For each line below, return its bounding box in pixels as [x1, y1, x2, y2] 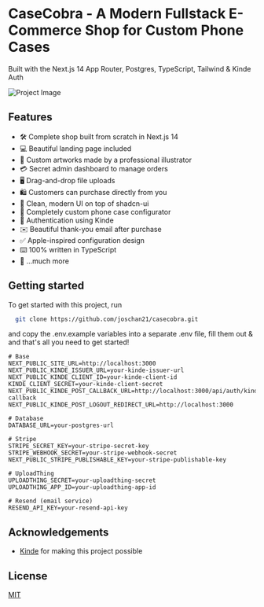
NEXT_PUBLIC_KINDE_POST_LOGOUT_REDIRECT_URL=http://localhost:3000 [8, 401, 234, 409]
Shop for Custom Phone [85, 21, 244, 39]
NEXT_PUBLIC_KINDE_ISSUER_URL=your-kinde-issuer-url [8, 366, 185, 374]
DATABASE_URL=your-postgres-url [8, 421, 114, 429]
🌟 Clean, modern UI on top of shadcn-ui [19, 198, 149, 208]
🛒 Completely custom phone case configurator [19, 207, 171, 216]
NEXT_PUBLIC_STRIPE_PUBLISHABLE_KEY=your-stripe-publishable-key [8, 456, 226, 464]
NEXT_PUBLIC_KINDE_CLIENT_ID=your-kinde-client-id [8, 373, 178, 381]
